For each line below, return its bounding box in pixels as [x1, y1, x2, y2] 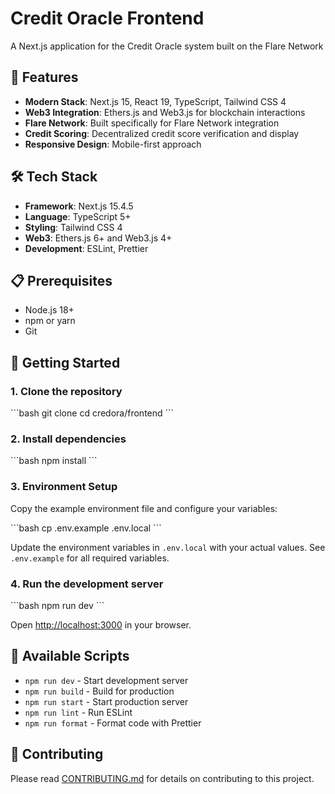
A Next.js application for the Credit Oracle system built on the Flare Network [10, 40, 324, 52]
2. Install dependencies [10, 432, 127, 446]
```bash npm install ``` [10, 455, 98, 467]
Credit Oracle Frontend [10, 7, 205, 30]
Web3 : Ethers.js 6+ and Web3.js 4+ [24, 232, 173, 244]
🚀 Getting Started [10, 354, 121, 371]
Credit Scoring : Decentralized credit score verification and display [24, 127, 300, 139]
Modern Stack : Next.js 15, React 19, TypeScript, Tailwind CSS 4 [24, 95, 287, 107]
